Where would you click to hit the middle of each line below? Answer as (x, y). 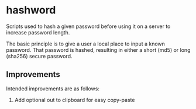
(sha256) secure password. (39, 56)
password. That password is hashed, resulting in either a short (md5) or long (98, 50)
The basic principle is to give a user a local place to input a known (86, 44)
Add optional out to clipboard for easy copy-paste (75, 100)
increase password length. (38, 32)
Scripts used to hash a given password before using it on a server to (88, 26)
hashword (31, 10)
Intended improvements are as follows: (53, 89)
